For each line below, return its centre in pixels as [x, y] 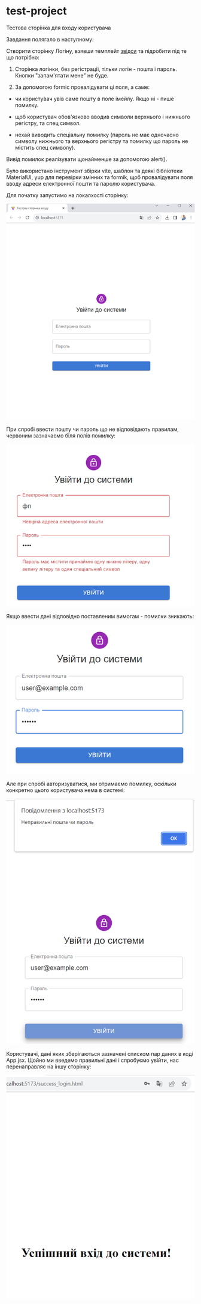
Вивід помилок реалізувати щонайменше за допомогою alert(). [87, 159]
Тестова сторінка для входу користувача [59, 28]
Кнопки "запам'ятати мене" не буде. [62, 75]
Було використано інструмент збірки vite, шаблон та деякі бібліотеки [95, 171]
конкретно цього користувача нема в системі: [66, 790]
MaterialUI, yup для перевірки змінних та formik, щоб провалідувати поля [100, 177]
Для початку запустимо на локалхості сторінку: [67, 195]
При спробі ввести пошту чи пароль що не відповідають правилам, [93, 429]
